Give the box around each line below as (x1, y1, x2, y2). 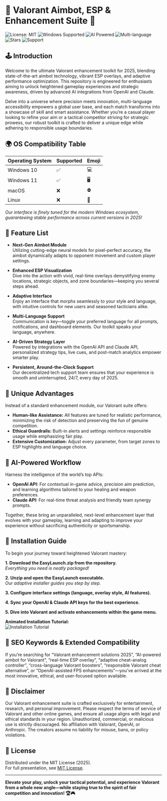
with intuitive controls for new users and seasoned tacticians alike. (12, 304, 149, 310)
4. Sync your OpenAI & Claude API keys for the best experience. (5, 599, 140, 605)
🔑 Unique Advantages (5, 389, 74, 398)
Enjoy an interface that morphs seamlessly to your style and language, (12, 298, 157, 304)
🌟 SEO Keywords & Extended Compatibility (5, 638, 140, 647)
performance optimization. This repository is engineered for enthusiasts (5, 78, 153, 84)
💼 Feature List (5, 229, 49, 237)
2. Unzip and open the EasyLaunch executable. (5, 574, 104, 580)
